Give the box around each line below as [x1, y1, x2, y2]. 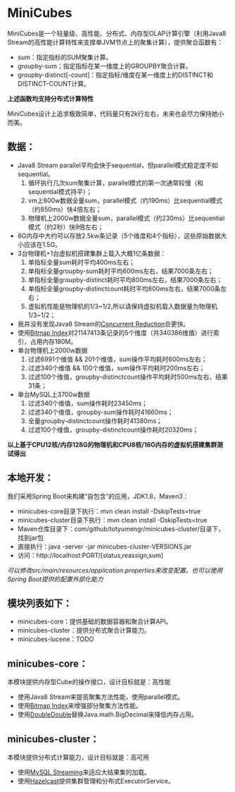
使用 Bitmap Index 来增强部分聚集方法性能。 [17, 702, 142, 710]
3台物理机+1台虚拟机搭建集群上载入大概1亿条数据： [17, 249, 167, 257]
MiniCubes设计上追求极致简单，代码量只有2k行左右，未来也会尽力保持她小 [7, 109, 224, 118]
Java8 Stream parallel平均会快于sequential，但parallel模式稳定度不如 [17, 161, 218, 169]
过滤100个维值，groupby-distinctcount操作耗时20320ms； [27, 425, 199, 434]
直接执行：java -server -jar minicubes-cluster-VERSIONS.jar [17, 542, 192, 551]
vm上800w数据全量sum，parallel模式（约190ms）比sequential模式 [27, 196, 223, 205]
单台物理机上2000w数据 [17, 346, 88, 354]
